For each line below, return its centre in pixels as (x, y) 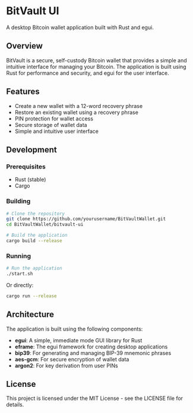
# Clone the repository (36, 214)
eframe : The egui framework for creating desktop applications (91, 347)
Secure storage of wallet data (51, 125)
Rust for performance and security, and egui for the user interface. (88, 73)
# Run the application (34, 268)
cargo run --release (32, 296)
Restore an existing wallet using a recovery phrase (76, 112)
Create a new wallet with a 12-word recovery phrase (79, 106)
